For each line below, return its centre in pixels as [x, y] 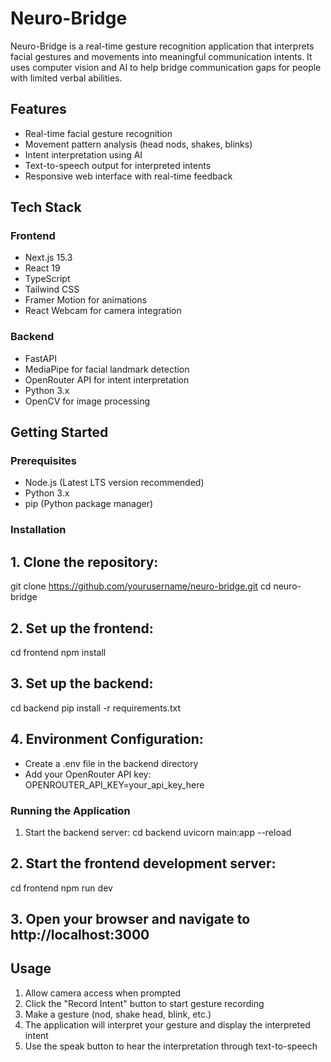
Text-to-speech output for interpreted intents [118, 165]
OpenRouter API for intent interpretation [107, 379]
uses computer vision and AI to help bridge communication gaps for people [166, 67]
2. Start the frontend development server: [143, 863]
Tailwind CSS [52, 289]
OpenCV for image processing [87, 401]
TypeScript [47, 279]
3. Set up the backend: [82, 683]
